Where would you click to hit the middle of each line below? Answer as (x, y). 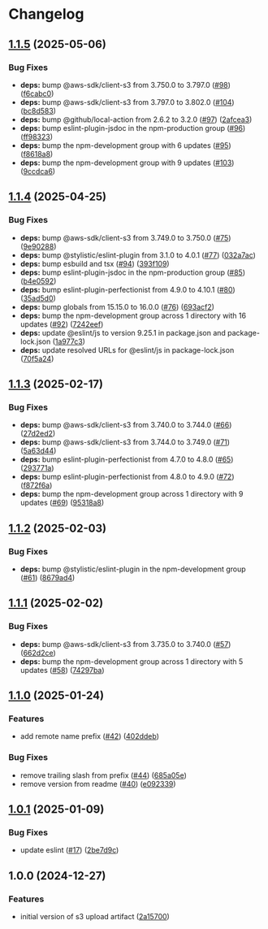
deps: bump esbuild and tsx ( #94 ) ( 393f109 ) (95, 263)
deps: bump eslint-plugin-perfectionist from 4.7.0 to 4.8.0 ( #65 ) (127, 459)
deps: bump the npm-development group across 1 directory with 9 (132, 494)
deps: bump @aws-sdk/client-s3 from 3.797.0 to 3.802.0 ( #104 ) (127, 102)
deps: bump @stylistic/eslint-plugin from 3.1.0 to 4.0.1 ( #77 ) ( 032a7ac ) (138, 255)
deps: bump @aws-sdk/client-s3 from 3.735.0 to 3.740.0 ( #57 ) (125, 644)
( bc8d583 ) (38, 111)
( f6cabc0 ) (37, 93)
